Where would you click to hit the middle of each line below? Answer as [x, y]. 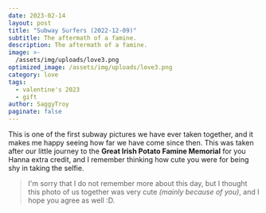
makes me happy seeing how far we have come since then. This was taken [131, 143]
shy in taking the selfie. [46, 168]
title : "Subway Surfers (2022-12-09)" [72, 30]
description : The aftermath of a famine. [78, 45]
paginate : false [35, 112]
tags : [17, 82]
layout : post [30, 23]
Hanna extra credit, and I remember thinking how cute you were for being [129, 159]
